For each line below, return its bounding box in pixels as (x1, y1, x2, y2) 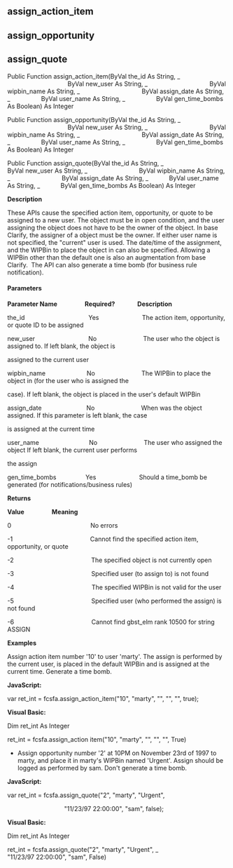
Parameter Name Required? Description (7, 300, 173, 308)
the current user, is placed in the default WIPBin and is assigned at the (7, 660, 210, 668)
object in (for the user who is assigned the (7, 376, 129, 385)
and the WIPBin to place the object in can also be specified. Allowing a (7, 246, 211, 254)
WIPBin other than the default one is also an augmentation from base (7, 253, 206, 262)
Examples (7, 639, 37, 647)
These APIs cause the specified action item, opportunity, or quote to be (7, 208, 213, 217)
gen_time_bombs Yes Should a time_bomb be (7, 473, 208, 481)
